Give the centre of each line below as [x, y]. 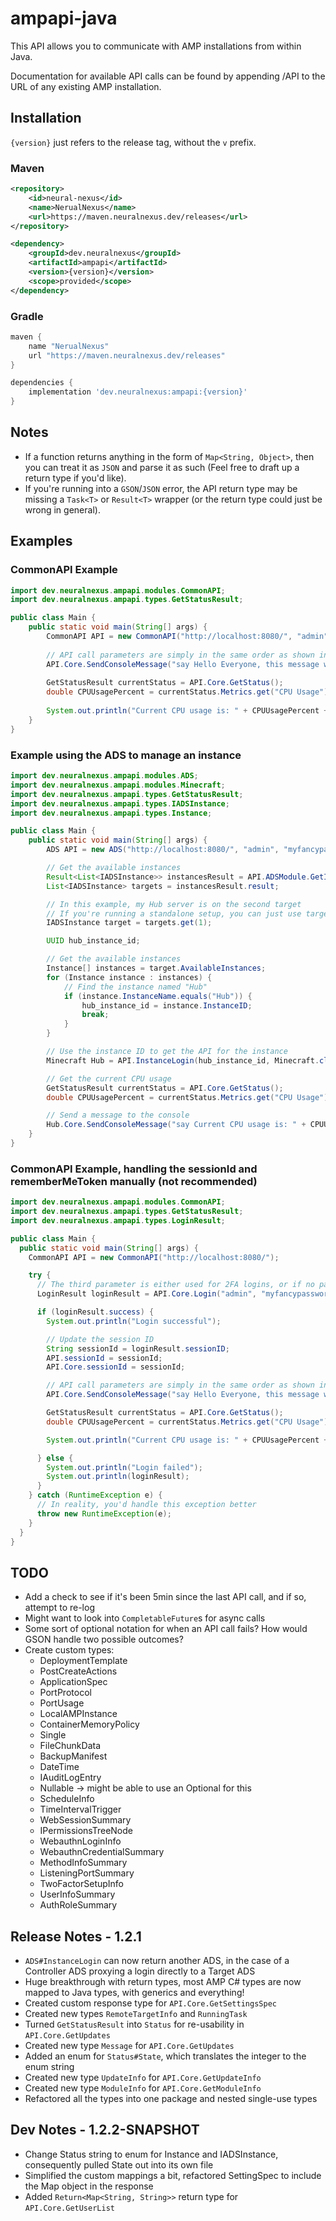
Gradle [27, 316]
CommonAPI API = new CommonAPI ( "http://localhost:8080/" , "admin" [187, 637]
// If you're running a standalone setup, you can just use [174, 913]
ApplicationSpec [73, 1682]
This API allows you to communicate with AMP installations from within [156, 46]
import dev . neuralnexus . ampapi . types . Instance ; [111, 813]
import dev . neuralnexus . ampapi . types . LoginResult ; [118, 1220]
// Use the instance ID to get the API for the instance [167, 1052]
